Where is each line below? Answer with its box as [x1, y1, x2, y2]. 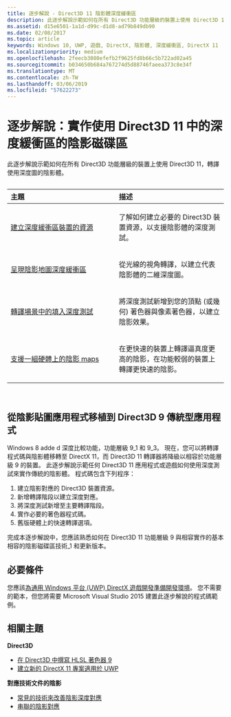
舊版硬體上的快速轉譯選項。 [16, 519, 96, 527]
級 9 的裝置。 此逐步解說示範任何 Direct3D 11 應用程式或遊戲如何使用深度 [7, 461, 214, 469]
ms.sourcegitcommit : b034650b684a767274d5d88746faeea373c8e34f [7, 61, 192, 68]
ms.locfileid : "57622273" [7, 87, 81, 94]
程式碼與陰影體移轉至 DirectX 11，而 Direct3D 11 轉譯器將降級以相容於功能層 [7, 452, 222, 461]
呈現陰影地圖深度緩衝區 [10, 265, 87, 275]
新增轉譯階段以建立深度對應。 [16, 493, 102, 501]
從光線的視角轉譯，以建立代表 [119, 259, 216, 269]
